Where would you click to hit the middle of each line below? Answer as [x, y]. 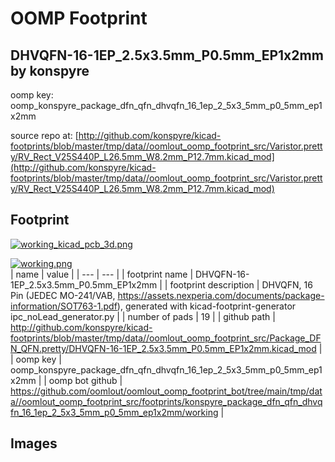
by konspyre [50, 70]
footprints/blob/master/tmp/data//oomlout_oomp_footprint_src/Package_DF [166, 338]
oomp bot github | [85, 380]
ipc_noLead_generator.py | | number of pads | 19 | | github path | [143, 316]
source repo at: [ [44, 135]
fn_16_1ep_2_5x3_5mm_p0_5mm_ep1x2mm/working [114, 412]
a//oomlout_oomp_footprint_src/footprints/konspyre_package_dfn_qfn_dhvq [166, 401]
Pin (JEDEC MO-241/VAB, [63, 295]
